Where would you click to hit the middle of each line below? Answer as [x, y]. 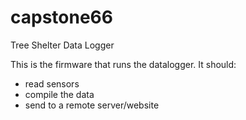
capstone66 [61, 17]
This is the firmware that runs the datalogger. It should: [123, 64]
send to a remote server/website [92, 105]
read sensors [52, 83]
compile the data [59, 94]
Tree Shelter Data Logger [62, 45]
